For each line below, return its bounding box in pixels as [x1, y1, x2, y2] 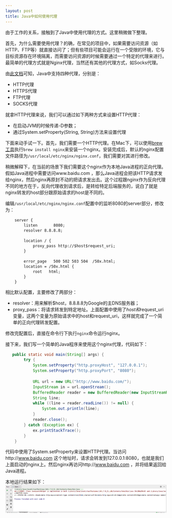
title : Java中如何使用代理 [5, 13, 57, 19]
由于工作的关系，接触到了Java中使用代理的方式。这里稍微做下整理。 [5, 29, 150, 35]
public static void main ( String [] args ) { [12, 352, 104, 357]
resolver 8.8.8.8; [24, 228, 63, 233]
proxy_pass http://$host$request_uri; [32, 243, 116, 248]
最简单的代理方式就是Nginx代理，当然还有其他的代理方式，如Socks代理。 [5, 59, 161, 65]
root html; [32, 269, 60, 274]
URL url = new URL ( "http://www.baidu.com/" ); [32, 379, 132, 384]
